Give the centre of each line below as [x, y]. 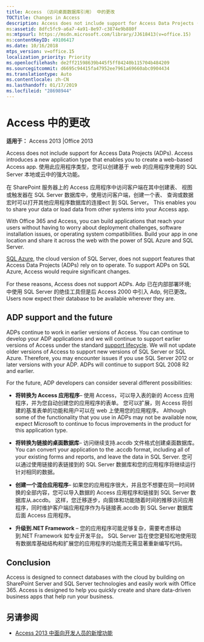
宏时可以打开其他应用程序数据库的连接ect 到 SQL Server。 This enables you [101, 202]
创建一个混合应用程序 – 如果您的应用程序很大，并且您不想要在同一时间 [102, 485]
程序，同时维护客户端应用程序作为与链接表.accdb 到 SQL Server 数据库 [104, 507]
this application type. [41, 430]
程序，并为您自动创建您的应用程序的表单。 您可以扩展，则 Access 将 [101, 403]
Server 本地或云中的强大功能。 [45, 174]
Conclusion [29, 563]
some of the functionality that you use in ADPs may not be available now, [106, 417]
